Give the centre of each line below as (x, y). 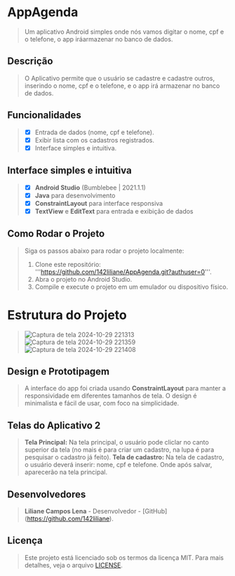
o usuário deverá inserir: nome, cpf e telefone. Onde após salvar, (118, 465)
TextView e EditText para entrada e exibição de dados (114, 211)
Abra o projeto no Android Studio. (83, 279)
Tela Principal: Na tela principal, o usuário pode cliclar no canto (116, 443)
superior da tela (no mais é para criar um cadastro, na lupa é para (119, 450)
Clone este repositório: (68, 264)
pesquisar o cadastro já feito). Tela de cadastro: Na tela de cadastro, (124, 457)
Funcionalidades (45, 116)
